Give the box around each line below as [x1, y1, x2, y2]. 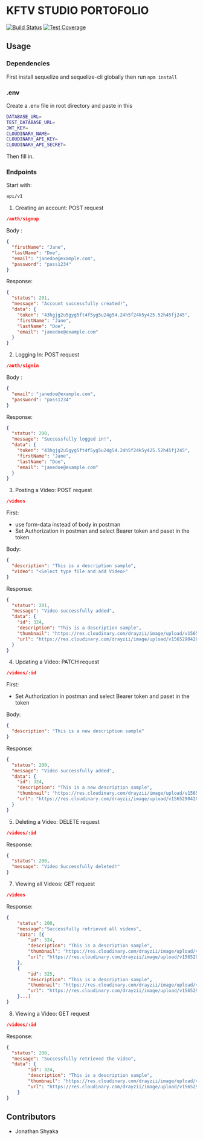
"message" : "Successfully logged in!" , [11, 436, 112, 442]
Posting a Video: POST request [14, 487, 92, 494]
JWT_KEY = [6, 125, 28, 131]
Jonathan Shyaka [14, 1128, 59, 1135]
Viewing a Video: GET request [14, 1010, 90, 1017]
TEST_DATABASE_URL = [6, 119, 56, 125]
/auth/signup [6, 216, 39, 222]
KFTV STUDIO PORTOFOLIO [6, 4, 149, 18]
